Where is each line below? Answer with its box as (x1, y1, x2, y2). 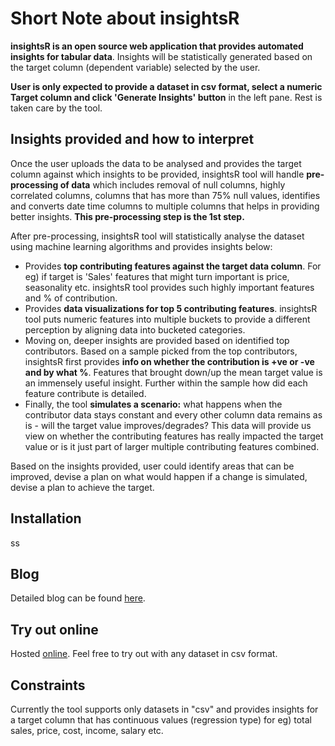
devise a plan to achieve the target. (10, 481, 155, 493)
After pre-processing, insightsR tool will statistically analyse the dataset (10, 230, 305, 242)
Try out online (10, 621, 99, 638)
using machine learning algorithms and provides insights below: (10, 240, 273, 252)
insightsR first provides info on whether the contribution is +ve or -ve (24, 355, 315, 367)
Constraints (10, 677, 86, 694)
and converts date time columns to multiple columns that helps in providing (10, 200, 320, 212)
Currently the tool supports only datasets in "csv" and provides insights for (10, 703, 319, 715)
